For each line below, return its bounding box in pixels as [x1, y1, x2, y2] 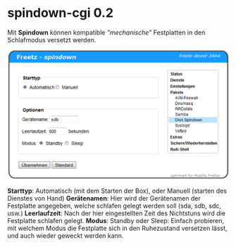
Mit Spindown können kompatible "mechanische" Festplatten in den [7, 28, 206, 37]
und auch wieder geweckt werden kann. [7, 232, 124, 240]
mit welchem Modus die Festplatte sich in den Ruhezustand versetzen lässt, [7, 224, 228, 233]
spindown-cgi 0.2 [7, 5, 114, 21]
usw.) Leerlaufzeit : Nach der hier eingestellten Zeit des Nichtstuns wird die [7, 209, 225, 217]
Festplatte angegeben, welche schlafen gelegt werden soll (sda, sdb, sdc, [7, 202, 222, 210]
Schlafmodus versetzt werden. [7, 35, 97, 44]
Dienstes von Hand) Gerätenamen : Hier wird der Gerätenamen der [7, 194, 201, 203]
